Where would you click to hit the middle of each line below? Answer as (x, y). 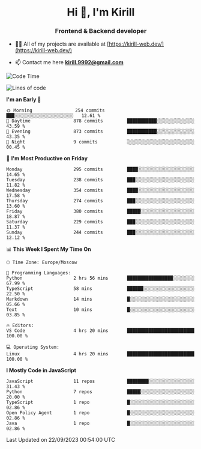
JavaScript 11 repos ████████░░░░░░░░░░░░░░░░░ (100, 381)
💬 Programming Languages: (38, 273)
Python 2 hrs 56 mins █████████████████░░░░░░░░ (100, 279)
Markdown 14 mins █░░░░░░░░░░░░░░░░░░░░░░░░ (100, 300)
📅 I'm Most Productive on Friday (47, 158)
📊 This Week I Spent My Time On (49, 249)
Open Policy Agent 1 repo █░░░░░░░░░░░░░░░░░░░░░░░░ (100, 413)
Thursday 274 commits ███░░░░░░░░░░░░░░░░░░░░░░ (100, 201)
